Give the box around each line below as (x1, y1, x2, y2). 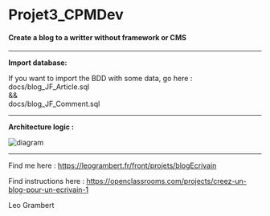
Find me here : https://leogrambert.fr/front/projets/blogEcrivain (8, 161, 217, 170)
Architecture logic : (8, 122, 75, 132)
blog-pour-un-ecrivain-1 (8, 185, 89, 194)
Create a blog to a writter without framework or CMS (8, 32, 187, 42)
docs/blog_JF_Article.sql (8, 82, 90, 92)
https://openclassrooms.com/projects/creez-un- (86, 177, 247, 186)
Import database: (8, 58, 67, 67)
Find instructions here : (8, 177, 85, 186)
